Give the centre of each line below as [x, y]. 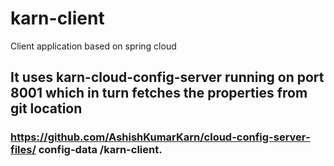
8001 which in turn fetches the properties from [159, 93]
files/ [23, 150]
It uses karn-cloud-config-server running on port [167, 77]
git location [46, 108]
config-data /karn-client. [100, 150]
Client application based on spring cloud [93, 46]
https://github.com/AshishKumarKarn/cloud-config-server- [160, 137]
